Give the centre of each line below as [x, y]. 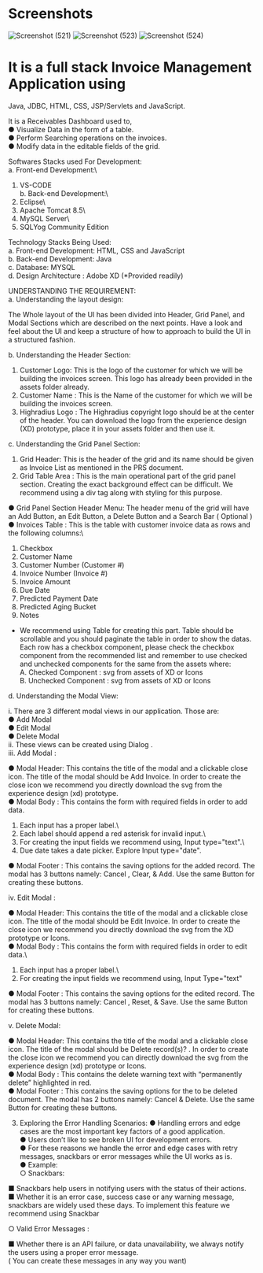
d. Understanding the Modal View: [64, 696]
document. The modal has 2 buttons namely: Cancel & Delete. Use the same [131, 1099]
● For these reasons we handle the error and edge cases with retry [128, 1148]
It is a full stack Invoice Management [130, 67]
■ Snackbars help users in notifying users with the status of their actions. [128, 1188]
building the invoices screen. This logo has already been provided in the [136, 378]
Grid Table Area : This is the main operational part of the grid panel [128, 476]
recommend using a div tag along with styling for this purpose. [121, 492]
